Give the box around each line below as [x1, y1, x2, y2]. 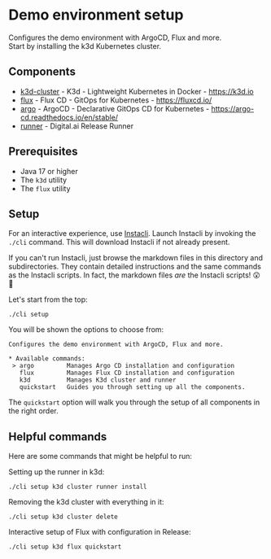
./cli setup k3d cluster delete [8, 513, 118, 522]
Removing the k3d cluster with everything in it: [8, 497, 164, 507]
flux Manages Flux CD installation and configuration [19, 369, 234, 378]
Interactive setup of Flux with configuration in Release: [8, 527, 191, 537]
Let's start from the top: [8, 295, 88, 304]
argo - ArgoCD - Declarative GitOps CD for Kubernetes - [20, 103, 210, 113]
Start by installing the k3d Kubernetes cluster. [8, 41, 161, 50]
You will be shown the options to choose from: [8, 325, 164, 334]
